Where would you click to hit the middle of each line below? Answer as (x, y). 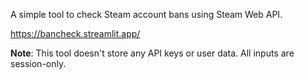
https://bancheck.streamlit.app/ (75, 33)
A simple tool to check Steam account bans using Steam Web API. (146, 14)
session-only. (38, 63)
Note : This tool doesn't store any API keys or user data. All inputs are (152, 53)
